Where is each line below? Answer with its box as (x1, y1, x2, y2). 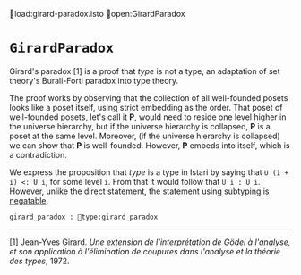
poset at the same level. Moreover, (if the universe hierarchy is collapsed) (9, 130, 280, 141)
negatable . (9, 195, 49, 205)
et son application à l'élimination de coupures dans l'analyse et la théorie (9, 246, 280, 256)
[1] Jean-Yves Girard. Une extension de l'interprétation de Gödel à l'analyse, (9, 237, 291, 247)
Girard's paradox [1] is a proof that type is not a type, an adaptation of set (9, 65, 280, 76)
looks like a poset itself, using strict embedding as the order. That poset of (9, 102, 284, 112)
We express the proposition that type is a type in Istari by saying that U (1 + (9, 166, 289, 178)
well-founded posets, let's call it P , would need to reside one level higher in (9, 112, 287, 122)
